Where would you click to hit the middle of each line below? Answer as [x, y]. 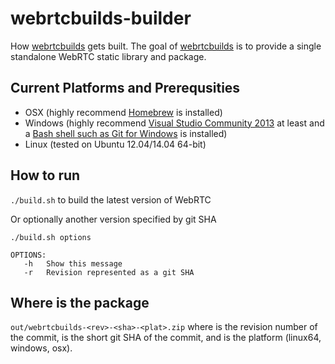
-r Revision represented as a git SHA [109, 272]
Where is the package [80, 302]
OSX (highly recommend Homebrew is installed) [123, 112]
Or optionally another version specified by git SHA [113, 219]
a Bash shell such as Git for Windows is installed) [126, 133]
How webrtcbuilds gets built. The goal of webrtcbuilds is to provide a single [166, 46]
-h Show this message [73, 263]
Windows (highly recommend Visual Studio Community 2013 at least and [174, 123]
